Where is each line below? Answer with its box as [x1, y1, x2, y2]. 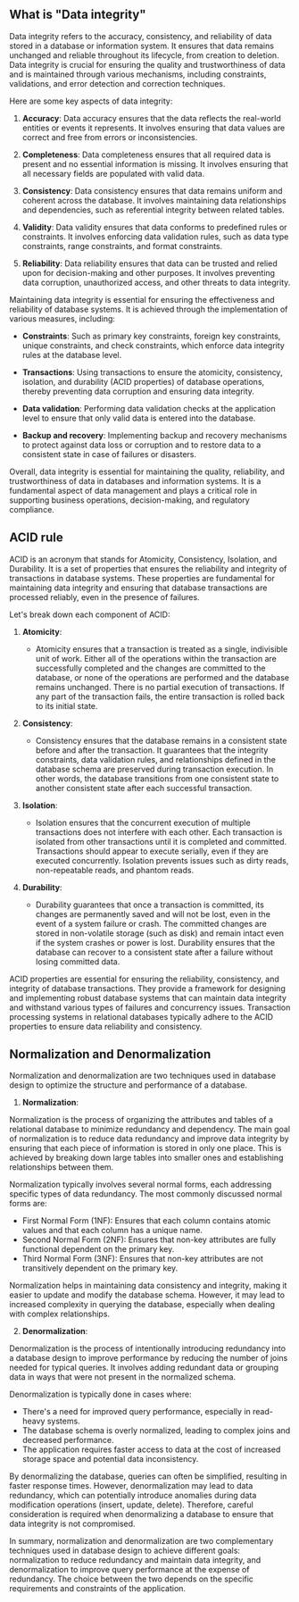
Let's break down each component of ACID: [9, 609, 170, 620]
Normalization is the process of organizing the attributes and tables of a [9, 1114, 274, 1125]
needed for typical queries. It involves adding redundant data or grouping [9, 1362, 279, 1373]
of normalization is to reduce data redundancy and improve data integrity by [9, 1133, 289, 1144]
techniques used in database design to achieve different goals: [9, 1545, 241, 1556]
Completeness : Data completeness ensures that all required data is [21, 149, 271, 160]
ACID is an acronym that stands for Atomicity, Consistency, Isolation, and [9, 554, 278, 564]
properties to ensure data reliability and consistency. [9, 1021, 203, 1031]
